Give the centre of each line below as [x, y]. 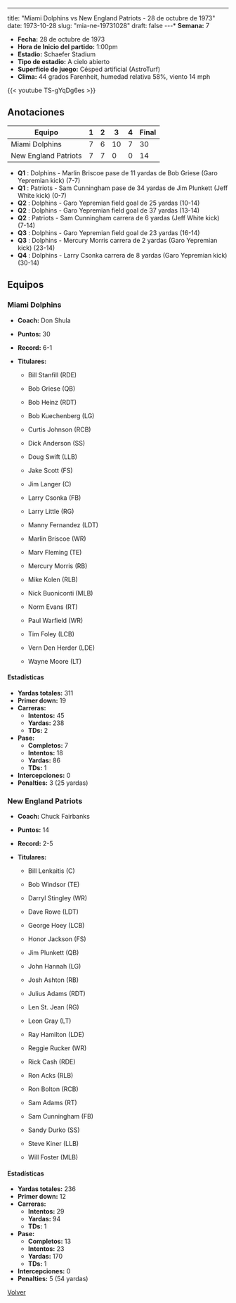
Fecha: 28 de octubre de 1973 [61, 39]
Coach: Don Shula [44, 320]
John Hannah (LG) [54, 966]
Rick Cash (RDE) [52, 1062]
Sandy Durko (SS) [54, 1130]
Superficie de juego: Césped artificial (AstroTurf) [89, 69]
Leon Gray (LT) [50, 1021]
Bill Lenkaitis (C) [51, 871]
